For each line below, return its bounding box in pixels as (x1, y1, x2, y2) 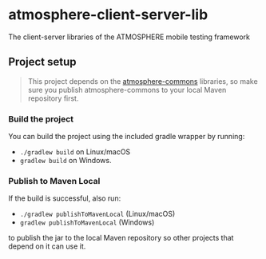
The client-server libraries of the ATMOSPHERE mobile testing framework (8, 32, 250, 42)
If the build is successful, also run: (8, 193, 121, 203)
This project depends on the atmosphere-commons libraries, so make (27, 76, 258, 86)
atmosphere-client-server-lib (8, 6, 208, 24)
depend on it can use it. (8, 241, 86, 251)
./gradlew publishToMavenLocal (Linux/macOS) (19, 209, 176, 219)
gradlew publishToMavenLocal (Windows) (19, 217, 155, 227)
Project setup (8, 55, 77, 69)
